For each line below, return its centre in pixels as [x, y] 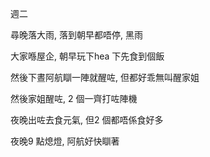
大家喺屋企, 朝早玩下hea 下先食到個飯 [87, 56]
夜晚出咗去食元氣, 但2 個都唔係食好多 [87, 120]
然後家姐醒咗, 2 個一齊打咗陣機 [74, 98]
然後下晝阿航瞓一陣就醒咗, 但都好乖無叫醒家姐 [105, 77]
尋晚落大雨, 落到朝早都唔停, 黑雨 [76, 35]
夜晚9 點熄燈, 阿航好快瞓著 [65, 141]
